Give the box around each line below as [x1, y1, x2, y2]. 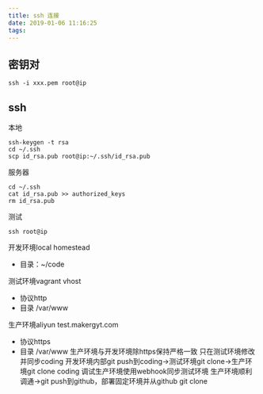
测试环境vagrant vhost [8, 277, 82, 285]
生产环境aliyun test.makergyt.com [8, 320, 119, 329]
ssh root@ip [8, 228, 48, 235]
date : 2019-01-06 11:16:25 [8, 19, 97, 27]
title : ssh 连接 [8, 11, 59, 20]
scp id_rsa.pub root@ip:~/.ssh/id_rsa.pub [8, 152, 151, 160]
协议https [19, 337, 51, 346]
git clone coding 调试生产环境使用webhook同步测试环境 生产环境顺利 [26, 366, 253, 376]
